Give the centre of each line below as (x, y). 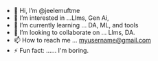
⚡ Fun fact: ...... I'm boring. (51, 50)
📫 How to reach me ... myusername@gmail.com (82, 40)
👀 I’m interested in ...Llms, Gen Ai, (61, 18)
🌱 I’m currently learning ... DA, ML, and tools (76, 25)
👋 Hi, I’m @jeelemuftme (47, 11)
